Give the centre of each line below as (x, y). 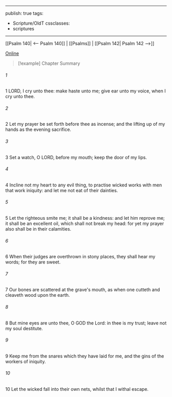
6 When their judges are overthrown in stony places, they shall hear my (80, 257)
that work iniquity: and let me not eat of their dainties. (62, 190)
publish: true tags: (24, 13)
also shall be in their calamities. (38, 229)
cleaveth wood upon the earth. (38, 295)
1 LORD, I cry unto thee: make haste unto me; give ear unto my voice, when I (85, 91)
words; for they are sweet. (33, 262)
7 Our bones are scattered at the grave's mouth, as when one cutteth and (83, 290)
